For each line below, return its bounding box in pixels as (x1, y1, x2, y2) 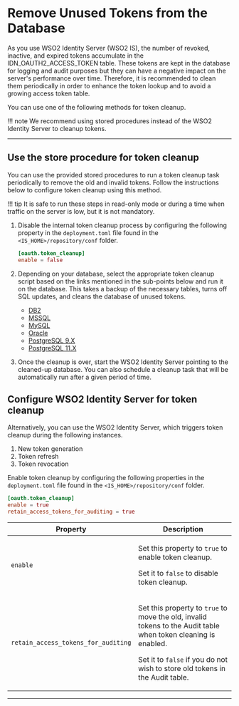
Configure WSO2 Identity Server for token (7, 393, 198, 405)
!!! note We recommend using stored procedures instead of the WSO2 (7, 116, 212, 125)
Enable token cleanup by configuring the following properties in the (7, 474, 205, 482)
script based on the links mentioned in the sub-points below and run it (17, 276, 224, 286)
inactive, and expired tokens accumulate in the (7, 51, 144, 60)
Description (162, 524, 204, 534)
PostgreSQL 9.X (28, 336, 75, 345)
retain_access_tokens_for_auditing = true (7, 508, 135, 516)
